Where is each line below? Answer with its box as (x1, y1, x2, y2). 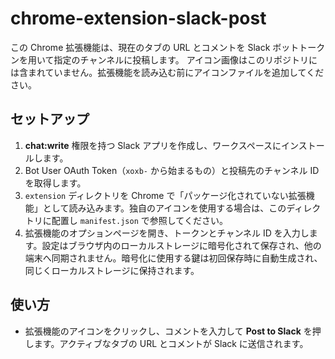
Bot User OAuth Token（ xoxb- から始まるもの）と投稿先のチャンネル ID (24, 164, 320, 176)
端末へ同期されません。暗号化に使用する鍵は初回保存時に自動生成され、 (24, 252, 323, 264)
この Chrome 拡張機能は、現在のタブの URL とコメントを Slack (10, 41, 271, 53)
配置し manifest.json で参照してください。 (51, 214, 228, 226)
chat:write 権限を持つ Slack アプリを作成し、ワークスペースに (24, 139, 282, 151)
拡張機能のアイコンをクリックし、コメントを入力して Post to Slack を (24, 325, 313, 337)
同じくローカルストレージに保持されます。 (24, 264, 200, 276)
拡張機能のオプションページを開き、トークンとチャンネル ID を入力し (24, 227, 310, 239)
